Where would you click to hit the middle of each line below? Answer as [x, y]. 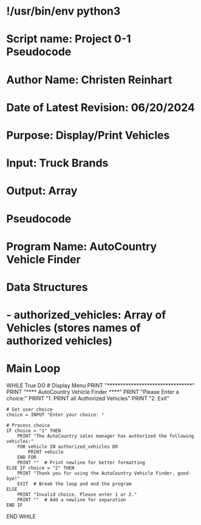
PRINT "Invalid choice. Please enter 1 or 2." [77, 495]
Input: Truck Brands [57, 163]
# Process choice [28, 425]
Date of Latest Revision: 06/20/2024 [101, 107]
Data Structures [47, 287]
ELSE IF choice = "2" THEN [40, 468]
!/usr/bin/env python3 [63, 11]
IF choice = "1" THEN [34, 431]
